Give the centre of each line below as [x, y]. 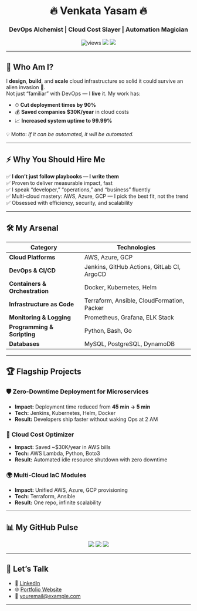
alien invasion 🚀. [26, 87]
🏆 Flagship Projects [44, 372]
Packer [94, 308]
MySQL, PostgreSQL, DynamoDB [130, 343]
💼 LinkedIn [27, 583]
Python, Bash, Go [108, 330]
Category [44, 247]
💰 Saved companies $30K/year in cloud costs [72, 112]
